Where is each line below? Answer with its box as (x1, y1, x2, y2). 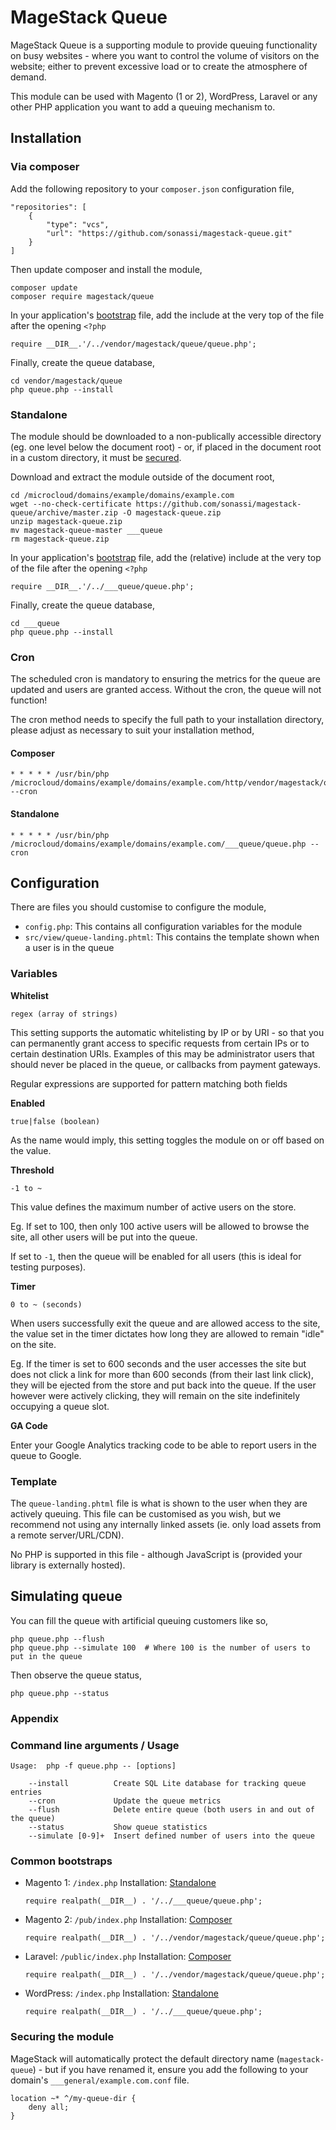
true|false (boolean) (10, 1116, 101, 1126)
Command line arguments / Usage (10, 1738, 180, 1752)
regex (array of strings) (10, 1009, 118, 1019)
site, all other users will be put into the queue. (10, 1231, 198, 1243)
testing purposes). (10, 1261, 87, 1273)
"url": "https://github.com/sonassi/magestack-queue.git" (46, 228, 293, 238)
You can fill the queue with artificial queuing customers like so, (10, 1614, 269, 1626)
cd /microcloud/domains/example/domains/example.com (10, 490, 235, 500)
